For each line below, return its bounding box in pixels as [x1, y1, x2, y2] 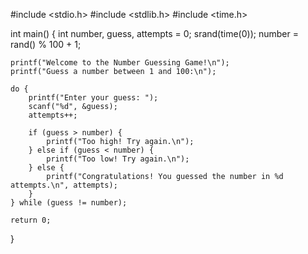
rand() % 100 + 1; [10, 39, 82, 50]
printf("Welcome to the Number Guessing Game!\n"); [10, 58, 230, 68]
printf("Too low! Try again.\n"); [46, 154, 190, 164]
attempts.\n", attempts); [10, 180, 118, 190]
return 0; [10, 215, 52, 225]
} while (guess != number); [10, 198, 128, 208]
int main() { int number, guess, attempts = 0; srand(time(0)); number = [10, 28, 299, 39]
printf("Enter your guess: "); [28, 93, 159, 103]
